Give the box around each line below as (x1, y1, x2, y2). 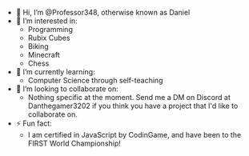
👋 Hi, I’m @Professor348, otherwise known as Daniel (15, 8, 191, 17)
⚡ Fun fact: (15, 118, 52, 128)
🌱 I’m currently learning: (15, 67, 95, 76)
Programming (27, 25, 74, 34)
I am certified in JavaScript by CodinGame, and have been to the (27, 130, 242, 139)
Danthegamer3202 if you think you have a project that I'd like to (27, 101, 239, 110)
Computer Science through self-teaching (27, 76, 163, 85)
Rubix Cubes (27, 33, 70, 42)
